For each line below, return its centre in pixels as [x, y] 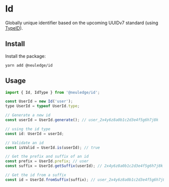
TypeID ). [14, 28]
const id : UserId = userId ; [35, 134]
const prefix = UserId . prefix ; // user [47, 161]
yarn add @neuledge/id [29, 65]
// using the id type [28, 129]
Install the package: [26, 56]
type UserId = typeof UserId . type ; [43, 106]
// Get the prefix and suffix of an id [47, 157]
